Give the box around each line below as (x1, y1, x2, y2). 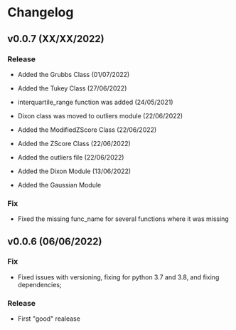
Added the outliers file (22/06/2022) (17, 153, 124, 161)
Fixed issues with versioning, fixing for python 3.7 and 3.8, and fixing (17, 272, 220, 282)
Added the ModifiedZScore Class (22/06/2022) (17, 125, 157, 134)
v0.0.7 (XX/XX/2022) (7, 33, 104, 45)
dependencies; (17, 280, 62, 289)
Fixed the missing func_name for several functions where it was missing (17, 215, 229, 223)
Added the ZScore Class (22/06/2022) (17, 139, 132, 148)
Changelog (7, 4, 74, 21)
